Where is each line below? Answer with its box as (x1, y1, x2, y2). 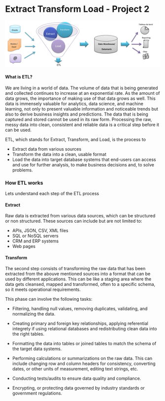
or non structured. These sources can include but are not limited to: (5, 218, 142, 224)
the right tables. (12, 331, 44, 337)
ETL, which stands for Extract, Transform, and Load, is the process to (5, 136, 146, 142)
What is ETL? (5, 74, 33, 80)
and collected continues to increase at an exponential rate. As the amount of (5, 90, 160, 96)
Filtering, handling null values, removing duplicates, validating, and (12, 306, 148, 312)
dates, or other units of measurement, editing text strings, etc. (12, 366, 138, 372)
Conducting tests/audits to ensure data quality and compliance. (12, 375, 141, 381)
